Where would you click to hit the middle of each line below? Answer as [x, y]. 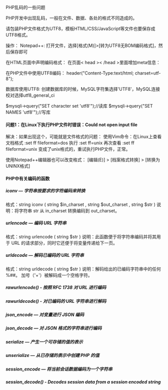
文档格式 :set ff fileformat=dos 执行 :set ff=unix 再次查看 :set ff [70, 143]
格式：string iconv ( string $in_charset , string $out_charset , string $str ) [80, 204]
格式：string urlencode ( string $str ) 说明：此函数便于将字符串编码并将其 [81, 236]
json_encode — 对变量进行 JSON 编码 [45, 315]
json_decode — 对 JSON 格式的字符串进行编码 [54, 328]
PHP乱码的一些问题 [25, 7]
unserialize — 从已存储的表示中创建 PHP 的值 [52, 355]
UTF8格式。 [18, 35]
